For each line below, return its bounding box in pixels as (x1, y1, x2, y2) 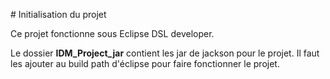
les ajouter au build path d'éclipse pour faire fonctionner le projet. (10, 58, 280, 69)
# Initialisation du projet (10, 9, 107, 20)
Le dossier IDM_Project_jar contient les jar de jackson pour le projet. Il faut (10, 47, 320, 59)
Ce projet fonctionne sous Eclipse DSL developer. (10, 28, 215, 39)
